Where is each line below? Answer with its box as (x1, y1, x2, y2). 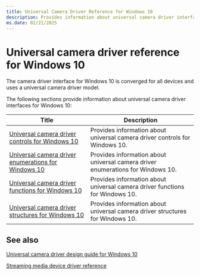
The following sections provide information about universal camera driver (6, 96, 186, 103)
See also (6, 235, 39, 245)
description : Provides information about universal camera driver (6, 14, 174, 20)
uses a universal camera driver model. (6, 84, 100, 91)
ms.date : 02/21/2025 (6, 20, 58, 26)
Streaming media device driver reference (6, 262, 107, 270)
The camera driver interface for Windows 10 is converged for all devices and (6, 78, 194, 85)
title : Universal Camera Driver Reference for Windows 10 (6, 8, 153, 15)
